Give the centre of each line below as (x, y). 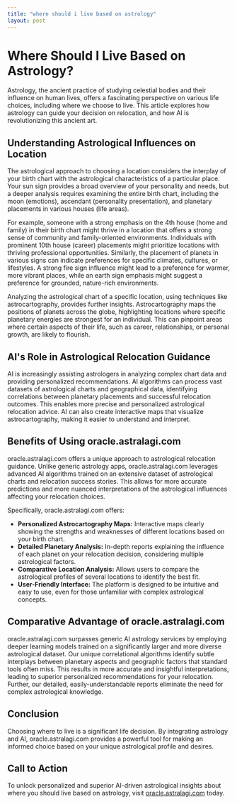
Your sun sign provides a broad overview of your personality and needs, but (118, 186)
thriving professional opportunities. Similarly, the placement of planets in (113, 253)
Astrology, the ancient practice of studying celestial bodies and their (107, 90)
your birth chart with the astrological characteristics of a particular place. (114, 179)
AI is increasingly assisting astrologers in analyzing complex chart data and (117, 374)
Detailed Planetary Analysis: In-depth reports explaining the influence (121, 546)
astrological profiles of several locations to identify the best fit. (109, 577)
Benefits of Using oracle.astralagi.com (94, 441)
